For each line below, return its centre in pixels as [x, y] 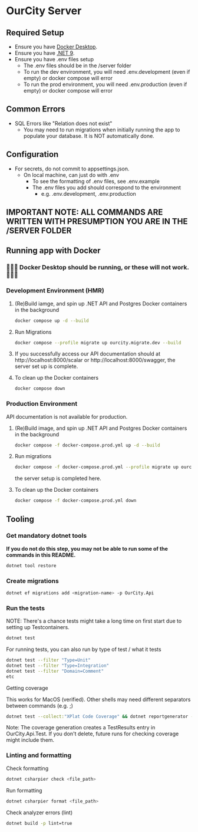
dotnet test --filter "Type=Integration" [58, 665]
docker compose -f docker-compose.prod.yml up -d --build [87, 445]
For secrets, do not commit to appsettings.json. [72, 169]
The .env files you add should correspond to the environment [107, 188]
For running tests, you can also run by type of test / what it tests [84, 649]
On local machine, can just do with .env [71, 175]
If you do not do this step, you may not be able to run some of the [87, 548]
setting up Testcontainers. [38, 627]
